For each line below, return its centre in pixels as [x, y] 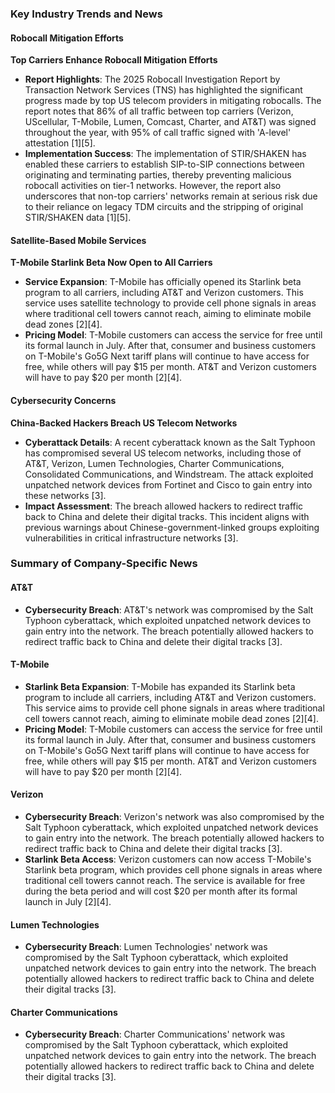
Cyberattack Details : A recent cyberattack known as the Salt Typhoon [170, 442]
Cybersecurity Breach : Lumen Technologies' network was [146, 947]
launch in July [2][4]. [68, 902]
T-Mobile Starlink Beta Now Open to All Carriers [111, 263]
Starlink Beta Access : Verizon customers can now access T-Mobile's [168, 859]
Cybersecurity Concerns [63, 400]
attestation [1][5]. [60, 143]
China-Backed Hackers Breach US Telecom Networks [124, 423]
